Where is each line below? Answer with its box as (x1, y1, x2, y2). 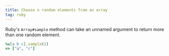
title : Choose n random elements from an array (5, 7, 108, 13)
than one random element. (5, 32, 61, 38)
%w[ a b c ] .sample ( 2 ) (5, 41, 49, 46)
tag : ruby (5, 12, 26, 17)
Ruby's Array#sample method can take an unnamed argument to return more (5, 26, 164, 32)
